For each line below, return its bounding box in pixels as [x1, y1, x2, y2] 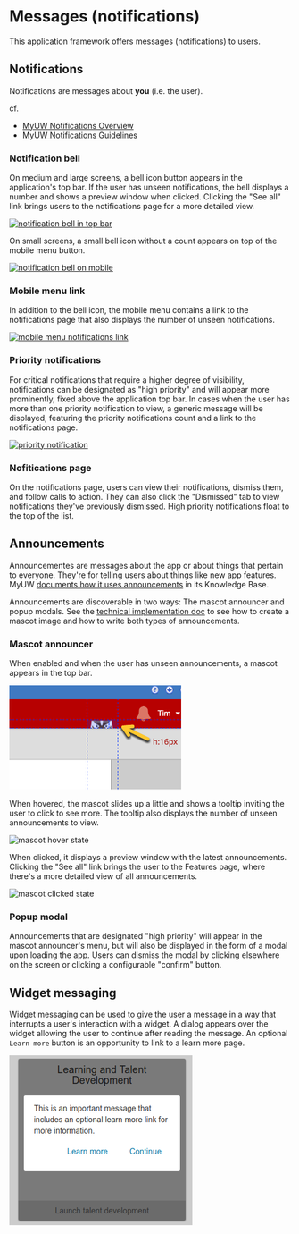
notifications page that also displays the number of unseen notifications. [9, 315, 275, 325]
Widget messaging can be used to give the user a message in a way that [9, 1009, 277, 1020]
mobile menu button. [9, 245, 86, 256]
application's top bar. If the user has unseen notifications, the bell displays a [9, 182, 289, 193]
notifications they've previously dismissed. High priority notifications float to [9, 501, 290, 511]
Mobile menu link [9, 284, 86, 297]
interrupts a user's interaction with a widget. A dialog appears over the [9, 1018, 269, 1029]
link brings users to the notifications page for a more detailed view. [9, 201, 255, 212]
